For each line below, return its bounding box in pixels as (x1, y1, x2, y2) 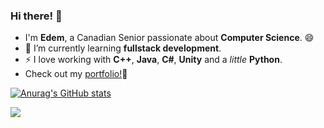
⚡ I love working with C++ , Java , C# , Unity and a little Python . (24, 54, 283, 66)
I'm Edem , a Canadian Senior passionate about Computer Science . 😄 (24, 32, 315, 44)
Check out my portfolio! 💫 (24, 68, 128, 80)
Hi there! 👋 (10, 9, 63, 23)
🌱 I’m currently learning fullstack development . (24, 42, 222, 54)
